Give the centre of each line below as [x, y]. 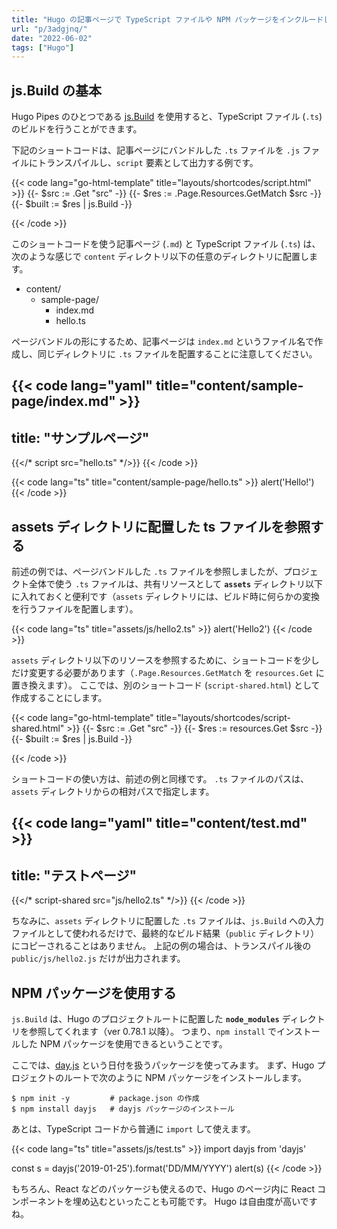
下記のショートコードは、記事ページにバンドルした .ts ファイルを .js [156, 150]
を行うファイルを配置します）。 [75, 609]
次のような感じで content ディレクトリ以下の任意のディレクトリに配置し [160, 257]
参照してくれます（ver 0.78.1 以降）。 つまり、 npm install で [153, 1032]
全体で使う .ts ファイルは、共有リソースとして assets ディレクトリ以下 [176, 584]
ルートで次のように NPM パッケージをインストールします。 [185, 1078]
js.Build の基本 [57, 90]
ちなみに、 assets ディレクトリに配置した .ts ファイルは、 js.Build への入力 [168, 921]
